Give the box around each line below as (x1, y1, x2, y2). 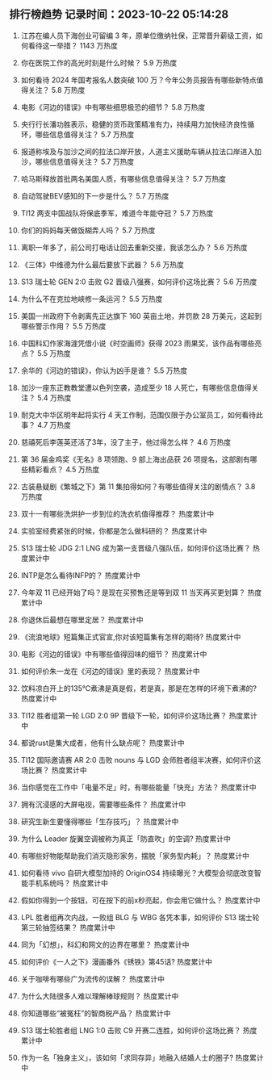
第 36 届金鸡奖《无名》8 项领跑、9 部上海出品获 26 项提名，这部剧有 (20, 454, 251, 464)
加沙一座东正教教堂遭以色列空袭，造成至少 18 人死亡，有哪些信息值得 (20, 383, 253, 392)
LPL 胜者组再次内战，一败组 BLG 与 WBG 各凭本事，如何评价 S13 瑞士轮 (20, 912, 260, 922)
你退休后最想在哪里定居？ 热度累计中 (20, 614, 144, 624)
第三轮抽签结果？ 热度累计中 (20, 923, 115, 932)
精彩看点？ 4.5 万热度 (27, 464, 100, 474)
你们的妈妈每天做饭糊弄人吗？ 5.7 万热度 (20, 225, 156, 235)
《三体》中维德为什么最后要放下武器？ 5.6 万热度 (20, 259, 184, 269)
